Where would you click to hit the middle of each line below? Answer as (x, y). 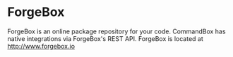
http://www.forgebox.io (41, 46)
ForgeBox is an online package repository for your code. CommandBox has (116, 31)
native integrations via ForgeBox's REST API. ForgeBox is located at (105, 38)
